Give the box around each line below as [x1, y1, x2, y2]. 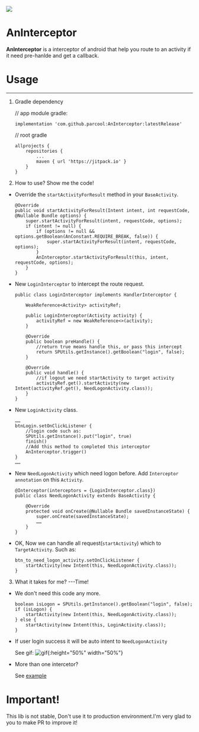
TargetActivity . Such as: [14, 545, 76, 553]
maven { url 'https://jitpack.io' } [36, 158, 127, 165]
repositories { [25, 148, 63, 154]
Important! [6, 693, 60, 706]
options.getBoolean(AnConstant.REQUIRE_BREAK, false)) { [14, 234, 159, 239]
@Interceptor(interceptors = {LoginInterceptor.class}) [14, 487, 156, 493]
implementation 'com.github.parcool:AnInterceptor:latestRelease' [14, 121, 182, 127]
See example [14, 672, 47, 679]
